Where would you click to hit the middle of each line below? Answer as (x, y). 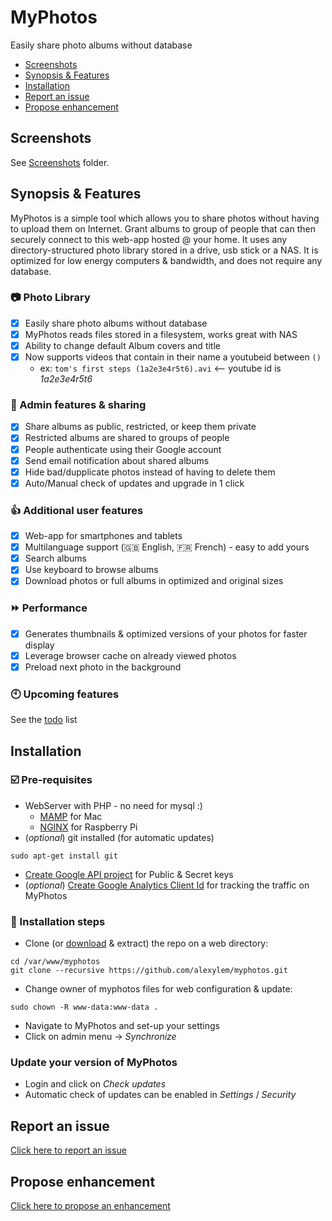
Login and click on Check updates (95, 1084)
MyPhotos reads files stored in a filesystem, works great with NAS (161, 334)
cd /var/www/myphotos (55, 962)
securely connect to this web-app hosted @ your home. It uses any (149, 239)
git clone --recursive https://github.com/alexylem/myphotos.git (149, 971)
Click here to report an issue (68, 1150)
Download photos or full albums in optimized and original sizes (154, 581)
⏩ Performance (49, 608)
